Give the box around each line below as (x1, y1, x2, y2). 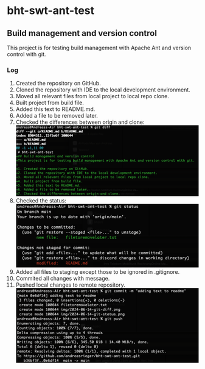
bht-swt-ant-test (7, 4, 95, 18)
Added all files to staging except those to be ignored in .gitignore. (15, 268, 180, 275)
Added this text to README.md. (15, 106, 96, 113)
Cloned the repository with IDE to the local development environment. (15, 86, 190, 93)
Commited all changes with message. (15, 274, 110, 282)
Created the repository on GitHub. (15, 80, 101, 87)
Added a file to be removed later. (15, 112, 98, 120)
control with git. (7, 51, 46, 58)
